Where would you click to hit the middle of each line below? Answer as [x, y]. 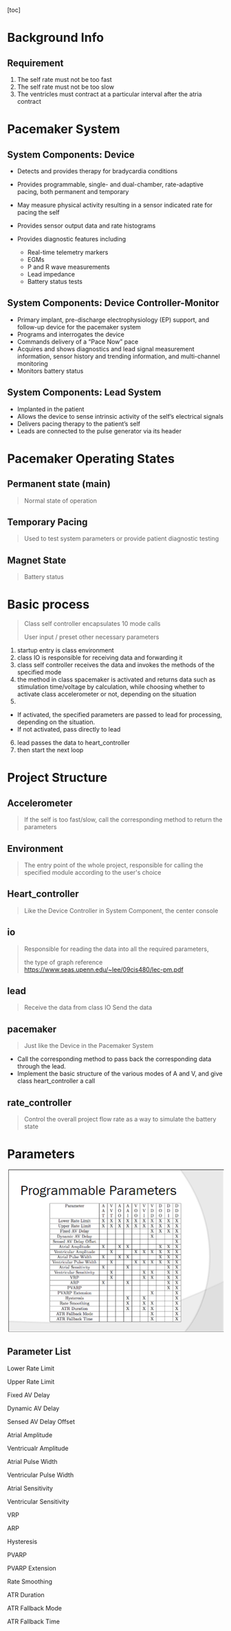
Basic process [48, 605]
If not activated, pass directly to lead [69, 730]
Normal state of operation [60, 501]
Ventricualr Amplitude [38, 1448]
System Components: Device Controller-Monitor [113, 303]
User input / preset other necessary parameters [91, 637]
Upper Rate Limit [31, 1381]
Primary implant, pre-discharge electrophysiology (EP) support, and [113, 320]
